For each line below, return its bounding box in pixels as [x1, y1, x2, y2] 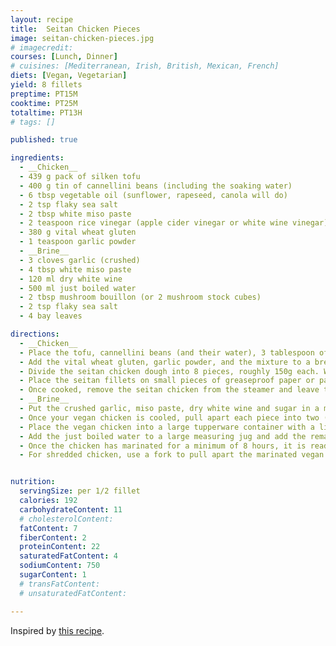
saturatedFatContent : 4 [19, 551, 118, 561]
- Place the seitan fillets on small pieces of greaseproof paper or [19, 376, 315, 386]
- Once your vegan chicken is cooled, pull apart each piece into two [19, 412, 320, 423]
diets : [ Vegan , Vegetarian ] [10, 71, 128, 81]
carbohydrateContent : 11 [19, 504, 123, 515]
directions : [10, 329, 60, 339]
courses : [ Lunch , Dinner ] [10, 52, 118, 62]
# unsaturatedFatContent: [19, 588, 128, 598]
